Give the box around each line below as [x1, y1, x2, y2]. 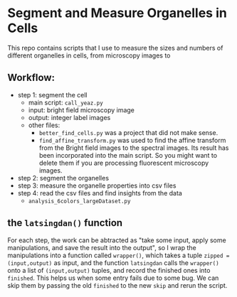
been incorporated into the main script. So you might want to [38, 151, 218, 159]
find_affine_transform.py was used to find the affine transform [38, 136, 226, 144]
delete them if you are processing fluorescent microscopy [38, 158, 209, 167]
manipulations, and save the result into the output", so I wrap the [7, 243, 197, 252]
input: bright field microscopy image [28, 105, 135, 114]
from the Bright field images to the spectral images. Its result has [38, 144, 229, 152]
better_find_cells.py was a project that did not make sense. [38, 128, 218, 136]
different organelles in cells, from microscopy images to [7, 51, 171, 60]
